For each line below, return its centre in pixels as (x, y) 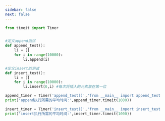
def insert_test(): (25, 73)
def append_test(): (25, 46)
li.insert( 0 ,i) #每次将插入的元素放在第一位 (65, 87)
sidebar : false (21, 10)
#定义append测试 (20, 41)
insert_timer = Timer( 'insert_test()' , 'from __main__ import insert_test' (84, 109)
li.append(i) (36, 59)
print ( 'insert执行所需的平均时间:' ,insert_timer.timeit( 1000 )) (68, 114)
